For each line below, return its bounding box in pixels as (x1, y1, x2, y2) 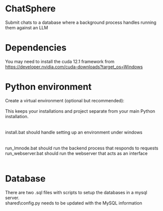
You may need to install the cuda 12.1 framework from (5, 58, 115, 65)
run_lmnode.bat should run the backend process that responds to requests (5, 145, 159, 151)
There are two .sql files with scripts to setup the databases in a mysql (5, 189, 148, 195)
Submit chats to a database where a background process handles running (5, 19, 157, 25)
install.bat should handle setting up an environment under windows (5, 129, 143, 135)
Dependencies (5, 42, 67, 54)
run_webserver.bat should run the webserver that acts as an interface (5, 150, 148, 156)
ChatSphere (5, 3, 56, 14)
